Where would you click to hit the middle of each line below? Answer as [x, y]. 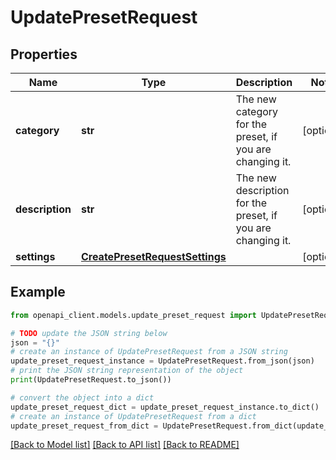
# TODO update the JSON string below [89, 333]
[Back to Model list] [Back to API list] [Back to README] [125, 445]
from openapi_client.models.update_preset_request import [133, 315]
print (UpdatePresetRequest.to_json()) [91, 380]
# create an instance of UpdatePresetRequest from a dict [133, 416]
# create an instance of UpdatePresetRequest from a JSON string [149, 352]
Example [38, 292]
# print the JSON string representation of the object [127, 371]
